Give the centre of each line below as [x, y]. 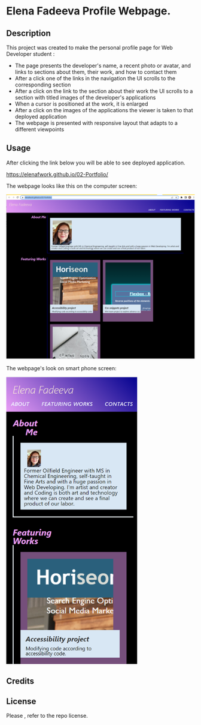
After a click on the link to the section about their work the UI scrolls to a [104, 91]
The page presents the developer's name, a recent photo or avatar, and [103, 65]
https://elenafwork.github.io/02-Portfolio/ [57, 174]
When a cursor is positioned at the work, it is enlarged [81, 104]
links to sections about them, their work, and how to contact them [96, 72]
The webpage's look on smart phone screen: [61, 369]
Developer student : [31, 54]
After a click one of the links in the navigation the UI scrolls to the [95, 78]
